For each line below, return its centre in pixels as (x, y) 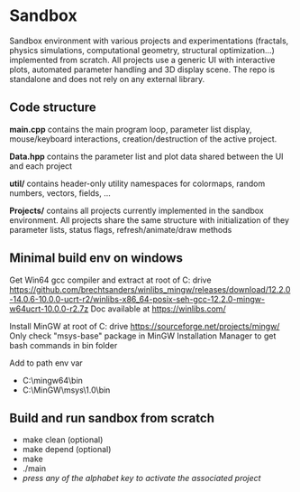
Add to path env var (46, 363)
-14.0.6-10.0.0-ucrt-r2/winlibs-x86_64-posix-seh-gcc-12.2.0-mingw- (137, 299)
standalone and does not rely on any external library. (107, 79)
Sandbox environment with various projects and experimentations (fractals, (149, 41)
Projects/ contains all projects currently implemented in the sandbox (136, 210)
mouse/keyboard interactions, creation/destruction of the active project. (143, 139)
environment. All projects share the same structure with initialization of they (150, 220)
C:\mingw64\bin (53, 380)
